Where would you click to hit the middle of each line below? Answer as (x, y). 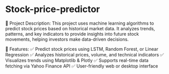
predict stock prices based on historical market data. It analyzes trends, (80, 28)
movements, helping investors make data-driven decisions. (67, 39)
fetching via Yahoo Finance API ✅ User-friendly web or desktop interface (82, 66)
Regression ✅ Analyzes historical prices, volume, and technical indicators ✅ (84, 54)
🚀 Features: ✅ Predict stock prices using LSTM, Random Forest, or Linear (82, 49)
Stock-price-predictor (53, 9)
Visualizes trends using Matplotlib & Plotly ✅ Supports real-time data (77, 60)
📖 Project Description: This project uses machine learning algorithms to (80, 23)
